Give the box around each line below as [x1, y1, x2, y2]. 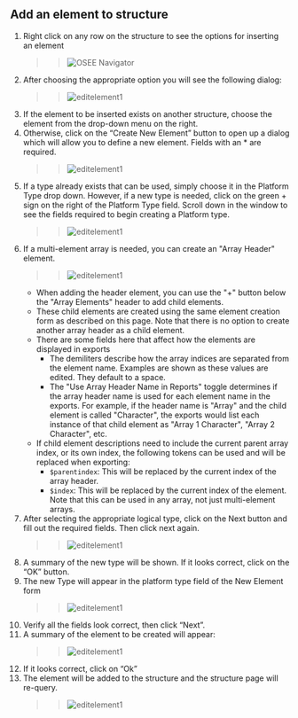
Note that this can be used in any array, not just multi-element [49, 494, 276, 504]
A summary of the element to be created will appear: [22, 628, 216, 639]
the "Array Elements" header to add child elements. [35, 296, 224, 307]
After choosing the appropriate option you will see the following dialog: [22, 74, 282, 85]
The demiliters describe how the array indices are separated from [49, 353, 289, 363]
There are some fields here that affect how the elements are [35, 334, 256, 345]
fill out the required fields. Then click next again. [22, 522, 200, 533]
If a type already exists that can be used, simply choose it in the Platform [22, 181, 289, 191]
